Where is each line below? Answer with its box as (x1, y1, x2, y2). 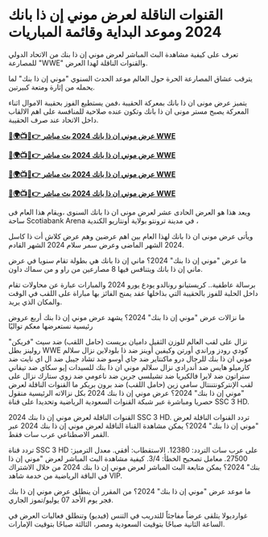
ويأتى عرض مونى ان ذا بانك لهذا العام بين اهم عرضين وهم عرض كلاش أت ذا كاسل (8, 231, 254, 241)
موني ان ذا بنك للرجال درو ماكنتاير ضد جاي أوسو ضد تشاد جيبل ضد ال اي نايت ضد (8, 353, 252, 364)
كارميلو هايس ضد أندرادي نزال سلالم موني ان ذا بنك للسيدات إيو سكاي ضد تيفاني (8, 362, 250, 372)
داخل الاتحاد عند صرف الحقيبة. (8, 114, 99, 124)
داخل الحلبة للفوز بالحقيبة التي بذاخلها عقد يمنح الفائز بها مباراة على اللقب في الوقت (8, 288, 258, 298)
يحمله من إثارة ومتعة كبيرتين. (8, 82, 95, 92)
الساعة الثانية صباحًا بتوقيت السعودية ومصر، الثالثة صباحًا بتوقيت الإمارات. (8, 518, 225, 529)
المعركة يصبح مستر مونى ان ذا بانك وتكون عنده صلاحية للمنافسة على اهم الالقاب (8, 106, 249, 116)
